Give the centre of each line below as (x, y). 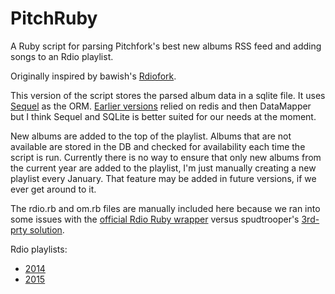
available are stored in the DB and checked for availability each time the (158, 146)
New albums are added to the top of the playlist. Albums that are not (151, 136)
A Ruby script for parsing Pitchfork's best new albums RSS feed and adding (166, 46)
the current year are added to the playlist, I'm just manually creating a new (163, 168)
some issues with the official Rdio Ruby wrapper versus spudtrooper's (155, 219)
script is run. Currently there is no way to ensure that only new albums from (166, 157)
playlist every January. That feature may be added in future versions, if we (163, 178)
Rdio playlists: (39, 249)
